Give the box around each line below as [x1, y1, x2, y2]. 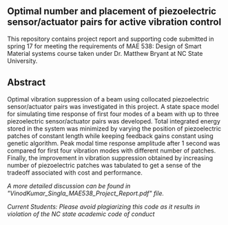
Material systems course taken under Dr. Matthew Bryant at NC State [7, 49, 203, 57]
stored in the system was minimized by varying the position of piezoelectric [7, 124, 222, 133]
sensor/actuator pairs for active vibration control [7, 17, 222, 28]
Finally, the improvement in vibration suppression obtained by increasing [7, 153, 214, 162]
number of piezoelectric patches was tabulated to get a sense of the [7, 161, 201, 169]
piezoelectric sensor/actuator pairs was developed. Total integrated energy [7, 117, 220, 125]
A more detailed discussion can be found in [7, 182, 131, 190]
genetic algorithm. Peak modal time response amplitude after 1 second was [7, 139, 220, 147]
